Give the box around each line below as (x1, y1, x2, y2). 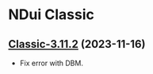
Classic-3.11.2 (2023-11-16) (8, 37, 146, 51)
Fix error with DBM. (19, 58, 83, 68)
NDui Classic (8, 6, 95, 24)
